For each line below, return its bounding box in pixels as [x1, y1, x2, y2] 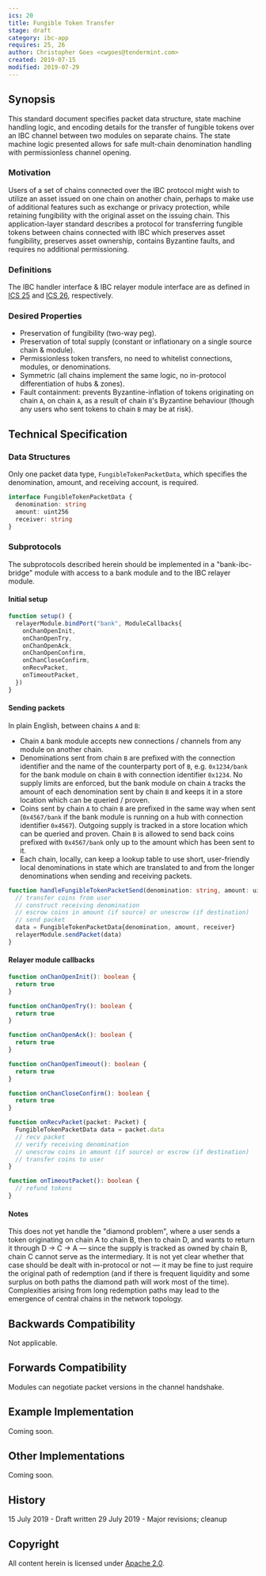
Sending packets [8, 703, 66, 713]
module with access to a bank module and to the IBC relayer [34, 568, 231, 577]
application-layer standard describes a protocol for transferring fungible [8, 219, 243, 229]
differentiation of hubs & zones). [19, 379, 125, 389]
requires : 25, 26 [8, 41, 66, 49]
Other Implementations [8, 1449, 125, 1462]
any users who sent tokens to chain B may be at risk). [19, 404, 194, 414]
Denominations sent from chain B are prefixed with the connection [19, 753, 236, 762]
